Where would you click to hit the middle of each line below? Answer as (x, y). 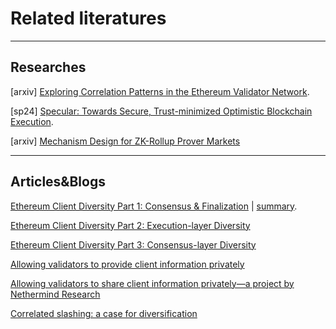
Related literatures (88, 18)
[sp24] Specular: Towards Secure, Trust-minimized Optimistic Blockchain (161, 111)
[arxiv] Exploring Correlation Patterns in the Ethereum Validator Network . (160, 91)
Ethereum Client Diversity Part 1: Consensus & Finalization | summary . (154, 206)
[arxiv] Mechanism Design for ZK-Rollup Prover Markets (125, 141)
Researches (48, 67)
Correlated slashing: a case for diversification (104, 313)
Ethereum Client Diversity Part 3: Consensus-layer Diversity (133, 244)
